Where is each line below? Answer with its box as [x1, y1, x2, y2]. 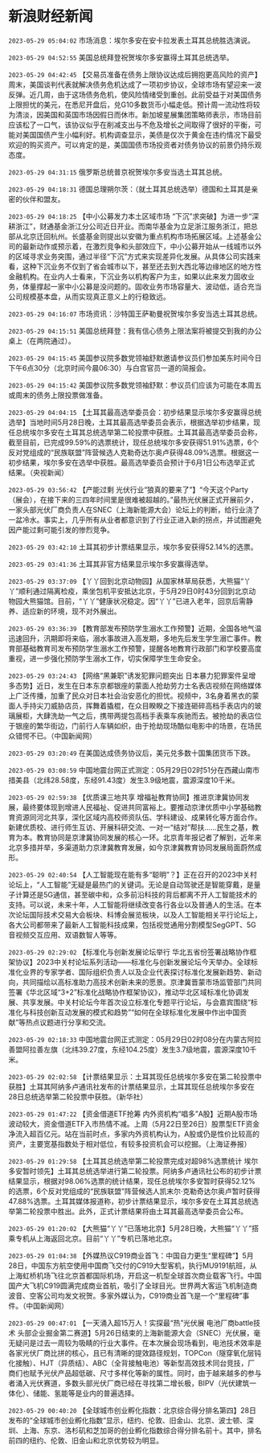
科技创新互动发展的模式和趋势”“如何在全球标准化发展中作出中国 [29, 1007, 240, 1017]
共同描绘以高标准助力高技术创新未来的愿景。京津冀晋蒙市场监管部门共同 [22, 977, 262, 987]
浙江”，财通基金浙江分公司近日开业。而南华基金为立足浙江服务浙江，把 [14, 221, 252, 231]
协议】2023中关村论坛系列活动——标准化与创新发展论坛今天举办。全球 [14, 957, 252, 967]
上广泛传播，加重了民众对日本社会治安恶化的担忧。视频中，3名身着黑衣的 [8, 691, 252, 700]
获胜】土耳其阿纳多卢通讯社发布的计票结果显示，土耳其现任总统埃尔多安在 [8, 1082, 255, 1091]
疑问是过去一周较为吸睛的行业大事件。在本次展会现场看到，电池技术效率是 [14, 1338, 262, 1348]
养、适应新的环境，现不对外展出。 [8, 606, 121, 616]
